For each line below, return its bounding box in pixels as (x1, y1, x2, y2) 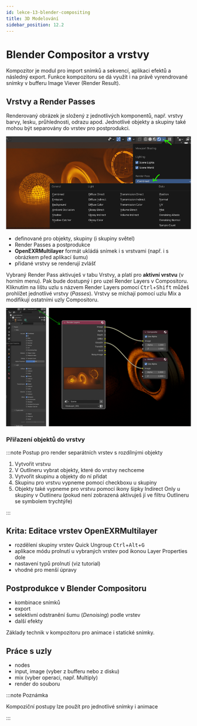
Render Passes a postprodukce (14, 241, 91, 249)
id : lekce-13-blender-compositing (6, 9, 91, 15)
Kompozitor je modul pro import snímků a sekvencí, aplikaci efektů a (6, 67, 171, 74)
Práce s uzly (6, 646, 52, 656)
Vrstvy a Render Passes (6, 97, 96, 107)
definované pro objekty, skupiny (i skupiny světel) (14, 235, 135, 242)
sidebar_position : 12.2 (6, 22, 64, 28)
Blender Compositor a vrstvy (6, 48, 150, 61)
